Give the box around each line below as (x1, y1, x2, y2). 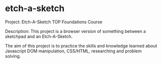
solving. (5, 53, 21, 59)
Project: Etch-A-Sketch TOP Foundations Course (5, 19, 103, 25)
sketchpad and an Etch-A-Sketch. (5, 33, 73, 39)
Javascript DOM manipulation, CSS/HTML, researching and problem (5, 48, 142, 54)
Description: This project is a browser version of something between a (5, 28, 146, 34)
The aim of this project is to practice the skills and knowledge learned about (5, 43, 157, 48)
